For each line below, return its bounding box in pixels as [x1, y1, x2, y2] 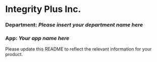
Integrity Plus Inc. [5, 3, 81, 15]
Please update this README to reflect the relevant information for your [5, 46, 152, 52]
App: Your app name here [5, 35, 70, 42]
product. [5, 51, 23, 57]
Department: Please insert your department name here [5, 21, 143, 28]
